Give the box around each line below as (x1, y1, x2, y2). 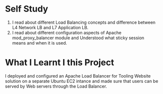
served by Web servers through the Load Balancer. (5, 83, 107, 89)
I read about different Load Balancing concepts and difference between (12, 19, 156, 25)
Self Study (5, 3, 49, 15)
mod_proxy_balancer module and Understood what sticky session (12, 35, 145, 41)
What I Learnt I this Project (5, 57, 114, 68)
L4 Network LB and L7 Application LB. (12, 24, 89, 30)
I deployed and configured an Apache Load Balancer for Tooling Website (5, 73, 151, 78)
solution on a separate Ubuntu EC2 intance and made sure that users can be (5, 78, 159, 84)
